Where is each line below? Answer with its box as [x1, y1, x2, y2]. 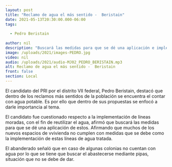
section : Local [5, 74, 38, 79]
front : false [5, 69, 33, 74]
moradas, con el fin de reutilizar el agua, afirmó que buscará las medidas [5, 119, 159, 125]
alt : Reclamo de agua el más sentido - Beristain [5, 64, 116, 69]
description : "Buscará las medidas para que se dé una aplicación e [5, 45, 155, 50]
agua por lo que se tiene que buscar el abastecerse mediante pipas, [5, 151, 149, 157]
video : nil [5, 54, 29, 60]
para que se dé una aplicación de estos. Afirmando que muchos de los [5, 124, 155, 130]
